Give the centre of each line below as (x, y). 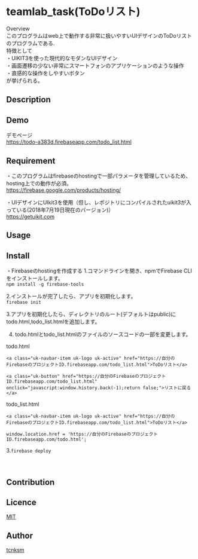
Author (19, 535)
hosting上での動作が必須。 (39, 183)
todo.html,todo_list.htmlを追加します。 (53, 322)
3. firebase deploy (29, 451)
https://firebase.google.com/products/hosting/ (64, 190)
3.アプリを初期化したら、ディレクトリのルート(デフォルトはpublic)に (91, 314)
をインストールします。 (35, 279)
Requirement (31, 161)
